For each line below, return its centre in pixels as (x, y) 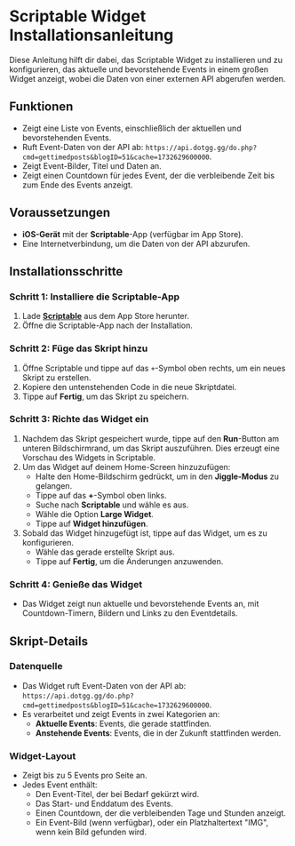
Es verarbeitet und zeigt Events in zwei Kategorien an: (121, 714)
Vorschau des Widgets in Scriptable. (89, 457)
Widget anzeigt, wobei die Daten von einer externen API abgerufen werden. (147, 78)
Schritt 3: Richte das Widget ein (79, 419)
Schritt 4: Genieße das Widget (76, 584)
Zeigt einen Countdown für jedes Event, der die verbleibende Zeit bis (148, 175)
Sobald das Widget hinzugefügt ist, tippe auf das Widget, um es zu (145, 533)
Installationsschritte (66, 271)
